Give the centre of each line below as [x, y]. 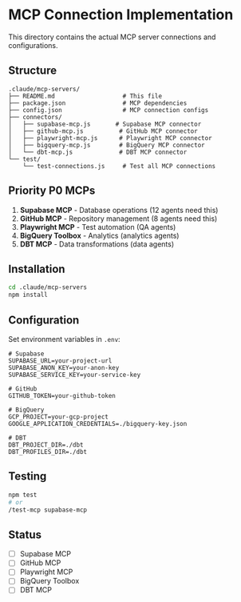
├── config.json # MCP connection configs [109, 110]
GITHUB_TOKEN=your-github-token [62, 395]
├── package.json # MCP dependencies [98, 103]
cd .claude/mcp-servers [48, 287]
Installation [37, 269]
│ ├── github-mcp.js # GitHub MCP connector [103, 131]
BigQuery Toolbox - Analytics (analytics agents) [99, 235]
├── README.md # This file [85, 96]
